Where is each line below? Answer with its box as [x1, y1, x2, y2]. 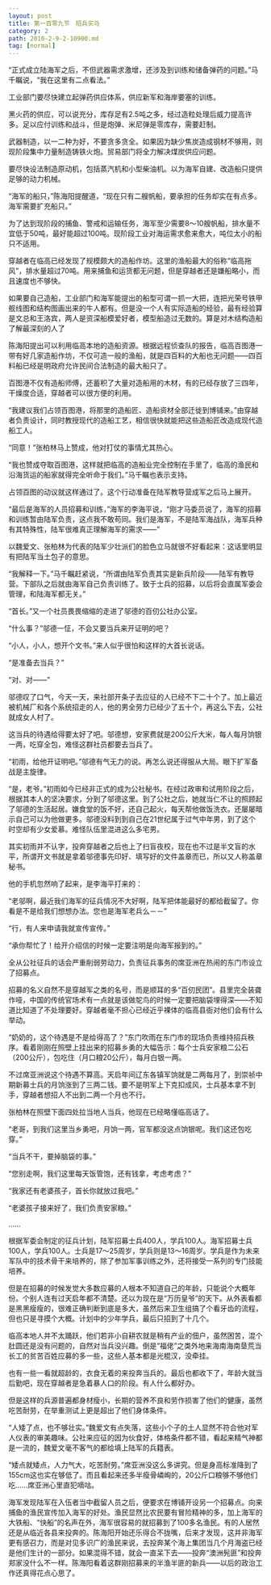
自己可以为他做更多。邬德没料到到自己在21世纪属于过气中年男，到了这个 [15, 814, 256, 824]
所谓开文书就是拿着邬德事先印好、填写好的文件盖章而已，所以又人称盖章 [22, 851, 263, 861]
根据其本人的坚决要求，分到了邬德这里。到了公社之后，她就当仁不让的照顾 [8, 794, 256, 804]
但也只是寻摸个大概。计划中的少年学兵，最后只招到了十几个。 [8, 1314, 214, 1323]
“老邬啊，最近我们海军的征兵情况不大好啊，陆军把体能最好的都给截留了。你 [8, 896, 260, 906]
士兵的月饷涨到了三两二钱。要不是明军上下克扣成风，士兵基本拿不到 [29, 1080, 256, 1090]
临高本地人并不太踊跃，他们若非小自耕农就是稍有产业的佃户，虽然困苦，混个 [8, 1331, 263, 1341]
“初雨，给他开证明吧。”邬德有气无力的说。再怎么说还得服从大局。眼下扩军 [8, 757, 252, 767]
